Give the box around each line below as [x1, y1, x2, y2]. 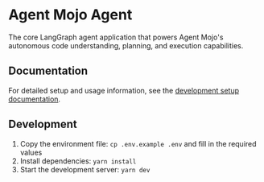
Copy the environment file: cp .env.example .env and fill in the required [19, 139, 257, 148]
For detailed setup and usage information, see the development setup [8, 85, 240, 95]
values [19, 147, 43, 157]
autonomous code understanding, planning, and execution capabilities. [8, 40, 244, 50]
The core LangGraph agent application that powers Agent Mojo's [8, 32, 224, 42]
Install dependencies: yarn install [19, 155, 137, 166]
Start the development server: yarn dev [19, 164, 151, 174]
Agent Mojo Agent [8, 6, 133, 24]
